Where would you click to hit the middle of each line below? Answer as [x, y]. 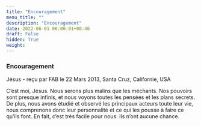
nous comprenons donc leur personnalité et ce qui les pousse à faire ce [95, 110]
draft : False [23, 34]
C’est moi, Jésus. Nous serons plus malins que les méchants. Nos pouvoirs [99, 91]
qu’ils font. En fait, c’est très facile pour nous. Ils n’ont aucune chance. [93, 116]
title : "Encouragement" [36, 12]
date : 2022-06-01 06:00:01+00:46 [48, 28]
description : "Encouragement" [44, 23]
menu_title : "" [25, 17]
